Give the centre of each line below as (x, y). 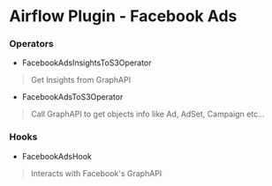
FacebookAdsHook (57, 156)
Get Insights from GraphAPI (80, 80)
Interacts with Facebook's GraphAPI (96, 173)
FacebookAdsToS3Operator (72, 97)
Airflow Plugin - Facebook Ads (123, 16)
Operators (32, 44)
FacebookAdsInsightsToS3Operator (87, 63)
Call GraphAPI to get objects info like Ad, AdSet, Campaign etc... (147, 114)
